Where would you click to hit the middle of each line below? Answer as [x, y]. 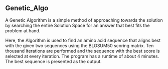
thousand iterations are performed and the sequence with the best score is [82, 51]
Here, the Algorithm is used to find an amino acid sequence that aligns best [83, 40]
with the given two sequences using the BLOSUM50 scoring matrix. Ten [79, 45]
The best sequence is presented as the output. [53, 61]
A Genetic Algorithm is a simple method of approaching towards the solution [84, 20]
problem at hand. [23, 31]
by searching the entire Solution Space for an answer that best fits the [77, 25]
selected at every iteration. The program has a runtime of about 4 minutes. [82, 56]
